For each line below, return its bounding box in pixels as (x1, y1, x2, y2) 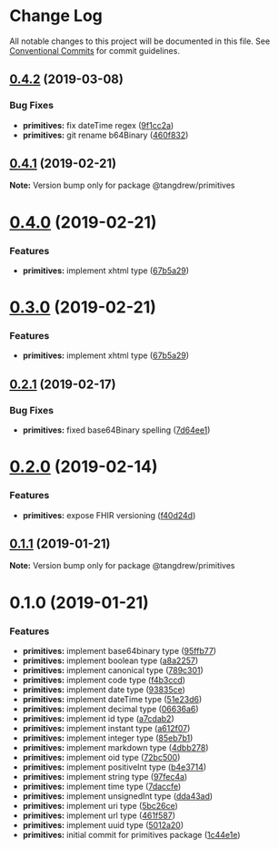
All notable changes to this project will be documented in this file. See (9, 36, 271, 46)
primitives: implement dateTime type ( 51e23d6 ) (22, 693, 203, 704)
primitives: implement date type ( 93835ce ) (22, 684, 186, 695)
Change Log (9, 5, 103, 26)
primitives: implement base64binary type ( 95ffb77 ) (22, 645, 216, 656)
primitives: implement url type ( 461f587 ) (22, 810, 175, 821)
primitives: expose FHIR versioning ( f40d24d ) (22, 509, 196, 520)
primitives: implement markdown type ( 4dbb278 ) (22, 742, 209, 752)
